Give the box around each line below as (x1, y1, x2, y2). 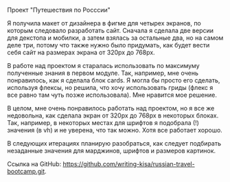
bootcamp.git (7, 168, 45, 175)
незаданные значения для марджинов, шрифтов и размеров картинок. (7, 147, 216, 155)
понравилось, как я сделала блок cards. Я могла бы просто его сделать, (7, 76, 220, 84)
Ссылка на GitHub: (7, 160, 62, 168)
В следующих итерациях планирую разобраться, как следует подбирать (7, 139, 222, 147)
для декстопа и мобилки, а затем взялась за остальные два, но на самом (7, 34, 224, 42)
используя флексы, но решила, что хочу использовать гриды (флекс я (7, 84, 214, 91)
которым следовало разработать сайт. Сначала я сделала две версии (7, 27, 214, 34)
